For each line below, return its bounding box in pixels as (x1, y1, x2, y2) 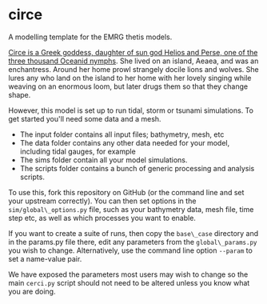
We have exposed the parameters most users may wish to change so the (8, 270, 249, 279)
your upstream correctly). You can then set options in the (8, 196, 197, 206)
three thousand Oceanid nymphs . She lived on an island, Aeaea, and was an (8, 56, 259, 66)
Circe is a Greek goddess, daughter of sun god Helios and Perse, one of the (8, 47, 258, 57)
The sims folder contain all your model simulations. (19, 154, 188, 165)
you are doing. (8, 286, 56, 296)
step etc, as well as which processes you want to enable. (8, 213, 196, 222)
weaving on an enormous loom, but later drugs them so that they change (8, 82, 249, 91)
